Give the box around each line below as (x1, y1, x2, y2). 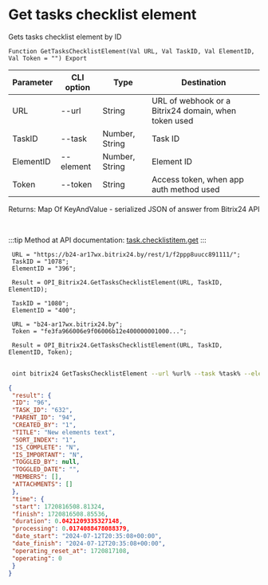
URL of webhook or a (151, 95, 231, 106)
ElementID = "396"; (11, 265, 77, 273)
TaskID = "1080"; (11, 299, 69, 308)
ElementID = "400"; (11, 306, 77, 314)
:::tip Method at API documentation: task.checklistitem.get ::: (8, 235, 207, 245)
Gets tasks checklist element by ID (8, 32, 122, 41)
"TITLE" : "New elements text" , (11, 428, 116, 436)
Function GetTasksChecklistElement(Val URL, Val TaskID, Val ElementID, (8, 47, 255, 55)
